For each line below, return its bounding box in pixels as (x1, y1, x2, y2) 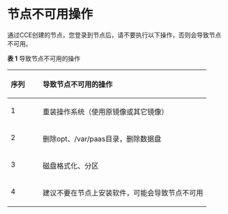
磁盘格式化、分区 (43, 161, 99, 171)
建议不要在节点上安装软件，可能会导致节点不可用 (43, 188, 204, 197)
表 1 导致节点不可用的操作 (7, 54, 81, 63)
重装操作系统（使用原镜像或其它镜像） (43, 107, 169, 116)
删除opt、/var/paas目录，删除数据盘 (43, 134, 162, 144)
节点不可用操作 (7, 6, 93, 22)
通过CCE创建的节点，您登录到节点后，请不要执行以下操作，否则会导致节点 (7, 31, 222, 39)
